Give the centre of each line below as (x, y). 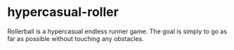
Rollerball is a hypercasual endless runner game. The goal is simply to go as (117, 31)
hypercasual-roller (63, 12)
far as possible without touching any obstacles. (76, 38)
